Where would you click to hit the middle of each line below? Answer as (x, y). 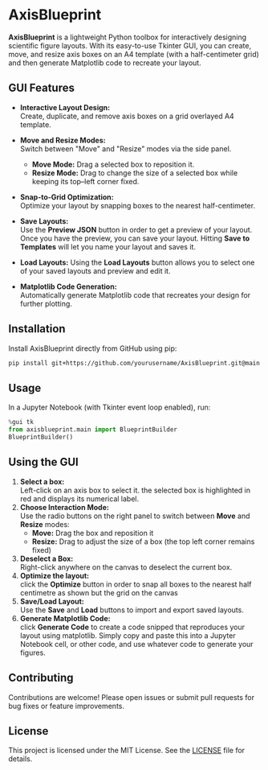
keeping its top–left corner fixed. (85, 181)
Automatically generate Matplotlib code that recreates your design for (135, 294)
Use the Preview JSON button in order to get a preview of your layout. (136, 229)
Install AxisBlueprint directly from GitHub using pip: (93, 348)
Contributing (41, 678)
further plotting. (46, 303)
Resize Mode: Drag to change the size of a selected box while (135, 173)
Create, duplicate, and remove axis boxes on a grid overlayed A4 (127, 116)
